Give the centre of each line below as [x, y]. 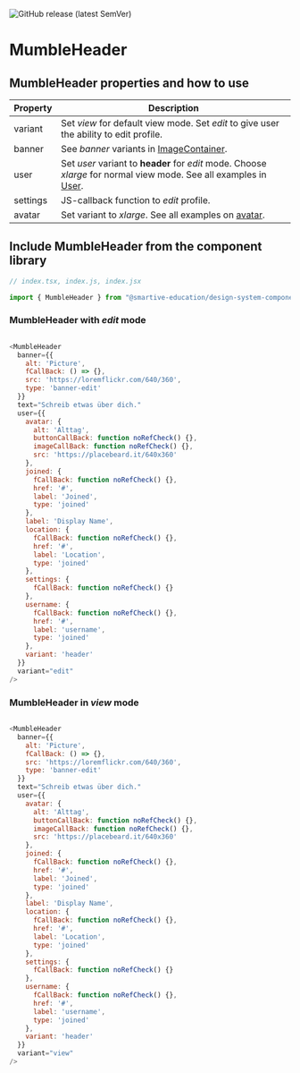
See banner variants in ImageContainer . [144, 149]
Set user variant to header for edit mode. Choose [164, 163]
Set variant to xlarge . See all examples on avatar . [163, 215]
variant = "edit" [46, 671]
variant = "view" [46, 1053]
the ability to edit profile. [112, 134]
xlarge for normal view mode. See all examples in [164, 175]
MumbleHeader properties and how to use [129, 83]
